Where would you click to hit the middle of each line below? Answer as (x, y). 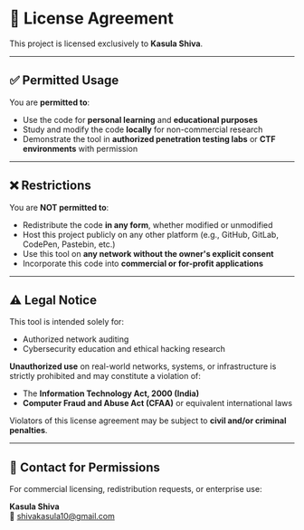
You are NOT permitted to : (59, 207)
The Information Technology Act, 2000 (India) (111, 393)
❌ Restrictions (51, 186)
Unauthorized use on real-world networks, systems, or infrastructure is (143, 366)
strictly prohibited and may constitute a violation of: (105, 376)
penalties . (28, 431)
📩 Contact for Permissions (85, 467)
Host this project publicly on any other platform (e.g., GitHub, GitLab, (150, 234)
